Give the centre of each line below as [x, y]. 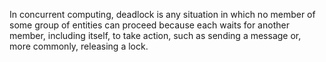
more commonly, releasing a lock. [79, 46]
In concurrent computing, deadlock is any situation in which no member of [162, 14]
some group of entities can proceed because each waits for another [149, 25]
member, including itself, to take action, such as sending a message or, [155, 35]
